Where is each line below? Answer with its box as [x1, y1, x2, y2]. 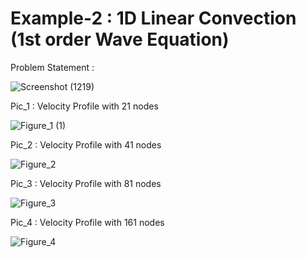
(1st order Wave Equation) [10, 28, 230, 51]
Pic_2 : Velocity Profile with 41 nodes [10, 138, 162, 151]
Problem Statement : [10, 61, 95, 73]
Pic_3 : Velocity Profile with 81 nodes [10, 177, 162, 189]
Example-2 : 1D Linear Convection [10, 7, 297, 30]
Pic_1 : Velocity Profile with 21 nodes [10, 100, 159, 112]
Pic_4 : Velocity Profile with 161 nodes [10, 216, 165, 228]
